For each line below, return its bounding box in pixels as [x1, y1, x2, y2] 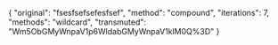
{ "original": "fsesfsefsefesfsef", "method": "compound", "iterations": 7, [8, 8, 269, 18]
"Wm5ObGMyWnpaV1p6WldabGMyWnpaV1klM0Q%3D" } [8, 26, 220, 36]
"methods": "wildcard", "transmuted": [8, 17, 147, 27]
